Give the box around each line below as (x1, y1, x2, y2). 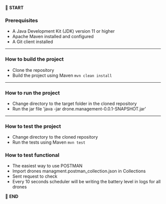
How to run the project (5, 89, 60, 96)
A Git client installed (12, 39, 53, 45)
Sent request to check (12, 173, 58, 179)
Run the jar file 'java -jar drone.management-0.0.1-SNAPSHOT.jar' (12, 105, 147, 111)
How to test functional (5, 152, 60, 158)
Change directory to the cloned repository (12, 134, 98, 140)
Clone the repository (12, 67, 54, 73)
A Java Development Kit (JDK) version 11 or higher (12, 28, 115, 34)
